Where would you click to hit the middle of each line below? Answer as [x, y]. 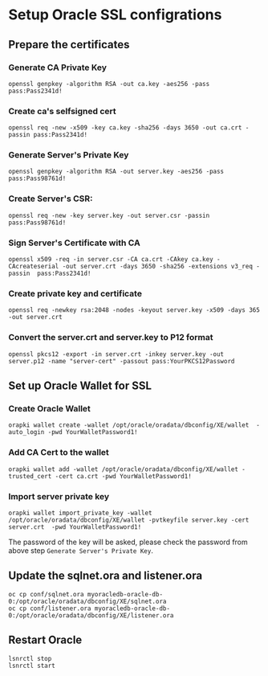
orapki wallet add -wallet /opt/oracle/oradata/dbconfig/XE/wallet [124, 469]
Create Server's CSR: [51, 199]
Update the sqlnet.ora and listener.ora [106, 576]
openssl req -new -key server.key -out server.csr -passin [109, 215]
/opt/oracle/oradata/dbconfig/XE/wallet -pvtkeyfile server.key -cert [129, 520]
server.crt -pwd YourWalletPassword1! [75, 527]
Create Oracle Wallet [49, 408]
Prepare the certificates [69, 45]
